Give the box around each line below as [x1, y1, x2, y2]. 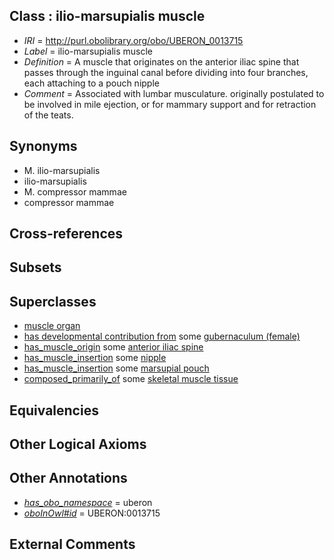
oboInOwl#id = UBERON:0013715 [23, 507, 161, 519]
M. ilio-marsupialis [23, 164, 101, 176]
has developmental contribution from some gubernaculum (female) [23, 330, 301, 343]
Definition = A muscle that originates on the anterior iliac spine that [23, 55, 300, 68]
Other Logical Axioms [9, 436, 147, 453]
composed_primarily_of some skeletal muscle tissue [23, 373, 239, 385]
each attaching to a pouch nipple [23, 77, 160, 89]
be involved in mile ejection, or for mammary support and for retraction [23, 98, 317, 110]
